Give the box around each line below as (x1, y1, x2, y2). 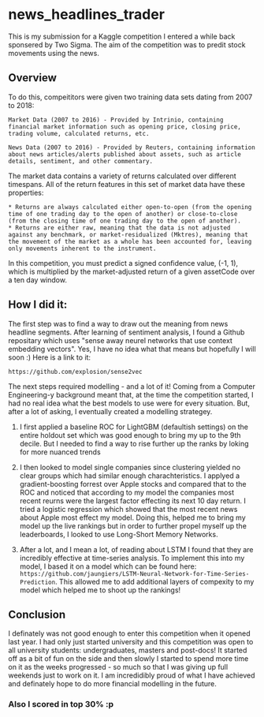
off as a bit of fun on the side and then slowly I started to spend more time (8, 654, 249, 663)
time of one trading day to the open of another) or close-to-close (8, 210, 238, 218)
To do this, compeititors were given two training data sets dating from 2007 (8, 92, 253, 102)
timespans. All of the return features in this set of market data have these (8, 179, 246, 189)
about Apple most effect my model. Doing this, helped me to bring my (19, 513, 246, 522)
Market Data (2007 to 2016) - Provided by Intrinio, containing (8, 116, 224, 124)
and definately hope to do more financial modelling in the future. (8, 679, 217, 689)
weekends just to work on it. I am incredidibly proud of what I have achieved (8, 670, 255, 680)
